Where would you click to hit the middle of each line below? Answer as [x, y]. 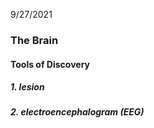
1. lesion [27, 87]
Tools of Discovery [50, 64]
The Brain [34, 40]
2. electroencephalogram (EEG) [77, 112]
